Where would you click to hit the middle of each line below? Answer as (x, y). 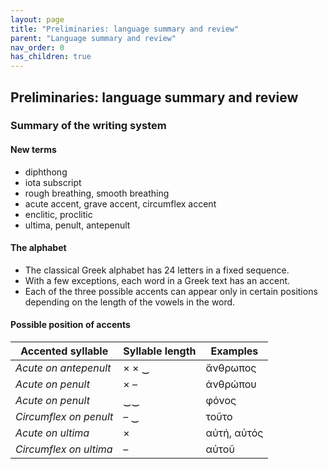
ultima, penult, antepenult (77, 225)
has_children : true (51, 57)
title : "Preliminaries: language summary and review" (125, 29)
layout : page (37, 19)
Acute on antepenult (63, 368)
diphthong (46, 172)
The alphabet (38, 248)
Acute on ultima (52, 433)
